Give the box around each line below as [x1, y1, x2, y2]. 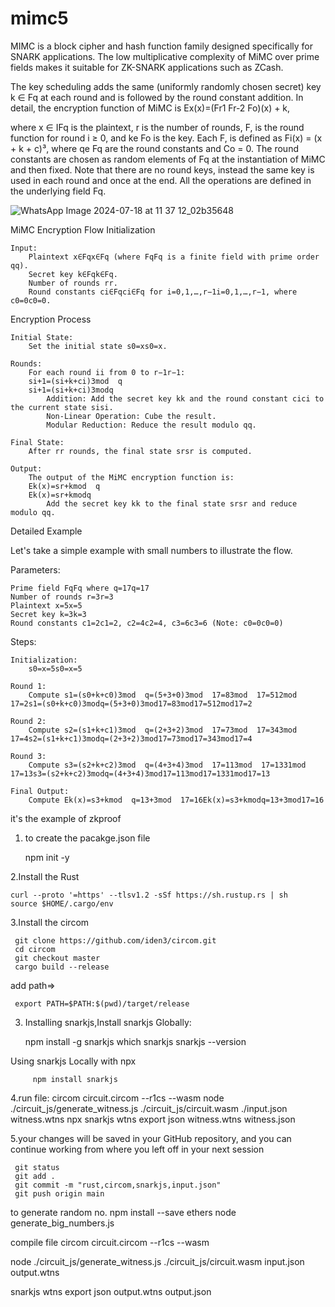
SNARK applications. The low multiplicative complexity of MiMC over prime [10, 50, 320, 62]
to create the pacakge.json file [24, 832, 151, 844]
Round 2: [10, 716, 47, 726]
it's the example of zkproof [10, 812, 122, 824]
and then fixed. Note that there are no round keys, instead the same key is [10, 163, 315, 176]
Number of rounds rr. [28, 278, 118, 288]
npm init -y [24, 851, 70, 863]
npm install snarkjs [32, 1074, 118, 1084]
